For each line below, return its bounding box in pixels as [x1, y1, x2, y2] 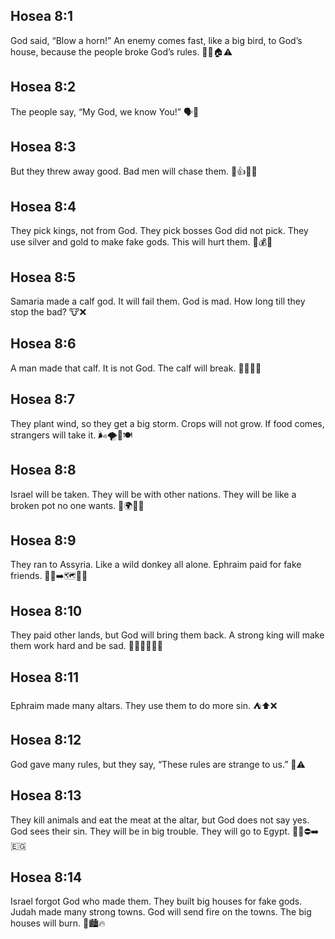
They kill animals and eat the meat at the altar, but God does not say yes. [10, 814, 310, 826]
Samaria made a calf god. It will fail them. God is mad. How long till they [10, 295, 306, 308]
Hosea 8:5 [10, 269, 76, 286]
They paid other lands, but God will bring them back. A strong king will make [10, 629, 325, 641]
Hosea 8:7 [10, 391, 76, 408]
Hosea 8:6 [10, 335, 77, 353]
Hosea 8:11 [10, 669, 79, 686]
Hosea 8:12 [10, 732, 82, 749]
